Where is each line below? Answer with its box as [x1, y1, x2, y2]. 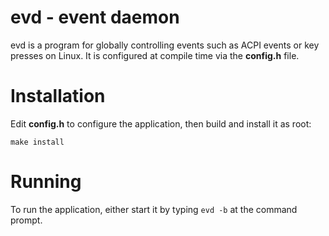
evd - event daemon [10, 6, 180, 29]
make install [10, 137, 65, 147]
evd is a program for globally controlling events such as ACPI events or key [10, 39, 320, 51]
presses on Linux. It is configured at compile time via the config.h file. [10, 49, 300, 61]
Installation [10, 85, 106, 108]
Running [10, 171, 82, 193]
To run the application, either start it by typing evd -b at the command [10, 203, 298, 215]
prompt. [10, 214, 43, 226]
